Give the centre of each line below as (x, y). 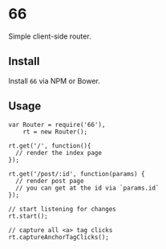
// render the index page (59, 153)
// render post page (50, 181)
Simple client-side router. (50, 36)
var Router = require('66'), (57, 124)
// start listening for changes (62, 209)
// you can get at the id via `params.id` (87, 188)
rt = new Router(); (55, 132)
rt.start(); (28, 216)
